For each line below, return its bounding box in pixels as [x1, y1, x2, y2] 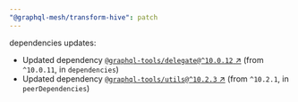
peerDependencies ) [21, 82, 90, 93]
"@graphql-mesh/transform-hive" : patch [9, 12, 158, 22]
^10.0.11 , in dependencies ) [21, 64, 119, 75]
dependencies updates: [9, 37, 97, 48]
